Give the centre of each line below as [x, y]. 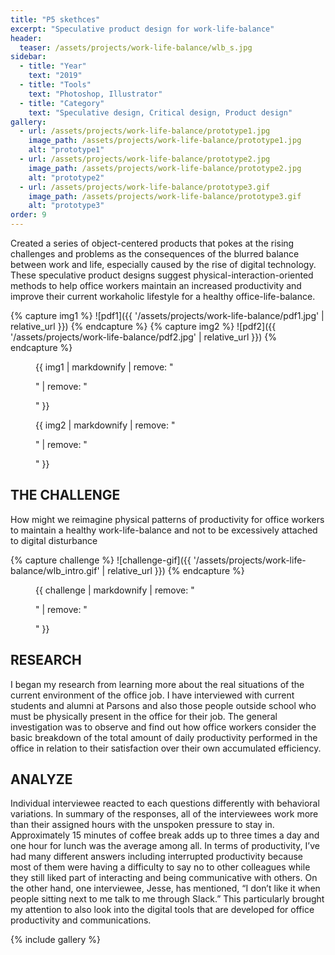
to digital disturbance [54, 540]
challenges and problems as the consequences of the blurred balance [155, 254]
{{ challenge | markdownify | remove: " [115, 590]
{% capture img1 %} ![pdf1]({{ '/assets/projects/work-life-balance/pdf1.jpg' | [167, 315]
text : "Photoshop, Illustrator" [95, 94]
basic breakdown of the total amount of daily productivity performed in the [164, 737]
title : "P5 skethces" [55, 19]
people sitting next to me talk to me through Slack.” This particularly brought [167, 899]
